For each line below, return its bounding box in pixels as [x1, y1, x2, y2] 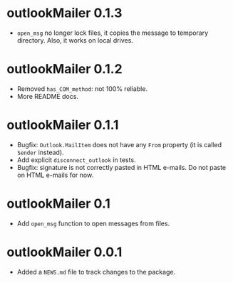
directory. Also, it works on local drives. [16, 36, 133, 44]
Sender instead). [16, 148, 65, 156]
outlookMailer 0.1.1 [6, 117, 119, 133]
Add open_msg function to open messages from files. [16, 219, 170, 228]
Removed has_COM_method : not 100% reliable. [16, 84, 147, 93]
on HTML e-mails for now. [16, 171, 94, 179]
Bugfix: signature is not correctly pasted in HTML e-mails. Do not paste [16, 163, 226, 171]
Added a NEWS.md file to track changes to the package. [16, 267, 176, 276]
